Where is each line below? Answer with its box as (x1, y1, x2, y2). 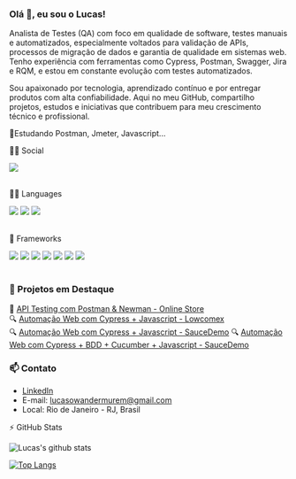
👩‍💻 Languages (9, 189, 63, 199)
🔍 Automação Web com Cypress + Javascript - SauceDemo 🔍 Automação (9, 327, 283, 337)
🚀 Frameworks (9, 234, 62, 244)
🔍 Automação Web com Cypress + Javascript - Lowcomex (9, 313, 225, 324)
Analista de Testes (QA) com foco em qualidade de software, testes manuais (9, 28, 288, 39)
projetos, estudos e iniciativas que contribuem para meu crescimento (9, 102, 262, 112)
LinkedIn (21, 385, 54, 396)
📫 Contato (9, 362, 57, 375)
